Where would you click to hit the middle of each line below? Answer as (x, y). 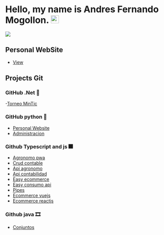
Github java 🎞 (23, 214)
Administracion (29, 133)
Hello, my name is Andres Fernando (82, 9)
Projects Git (24, 78)
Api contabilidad (30, 174)
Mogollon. (27, 20)
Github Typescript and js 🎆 (39, 146)
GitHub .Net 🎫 (22, 93)
